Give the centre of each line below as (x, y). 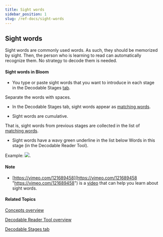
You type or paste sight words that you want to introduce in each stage (83, 83)
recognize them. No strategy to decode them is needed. (61, 61)
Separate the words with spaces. (38, 97)
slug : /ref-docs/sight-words (35, 19)
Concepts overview (25, 210)
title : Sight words (25, 10)
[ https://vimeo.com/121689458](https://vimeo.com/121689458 (74, 178)
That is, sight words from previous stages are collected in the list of (72, 126)
